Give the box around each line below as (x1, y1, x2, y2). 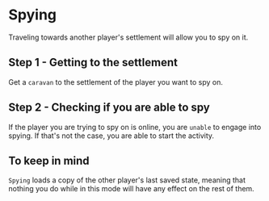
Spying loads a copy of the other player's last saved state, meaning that (8, 175, 246, 185)
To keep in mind (8, 153, 90, 167)
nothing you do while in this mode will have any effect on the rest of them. (8, 184, 254, 194)
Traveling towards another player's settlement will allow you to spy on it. (8, 32, 249, 42)
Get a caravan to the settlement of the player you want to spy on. (8, 77, 224, 86)
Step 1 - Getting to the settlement (8, 56, 178, 69)
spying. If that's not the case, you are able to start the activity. (8, 131, 215, 140)
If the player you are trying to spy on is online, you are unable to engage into (8, 122, 262, 132)
